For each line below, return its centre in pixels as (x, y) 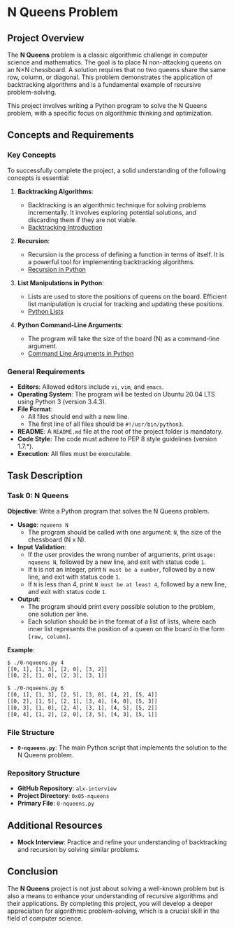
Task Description (45, 476)
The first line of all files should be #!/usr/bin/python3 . (105, 424)
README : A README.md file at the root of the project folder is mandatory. (120, 431)
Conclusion (33, 872)
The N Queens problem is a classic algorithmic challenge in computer (108, 55)
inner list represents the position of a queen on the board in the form (126, 628)
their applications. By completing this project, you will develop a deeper (110, 903)
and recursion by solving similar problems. (78, 850)
